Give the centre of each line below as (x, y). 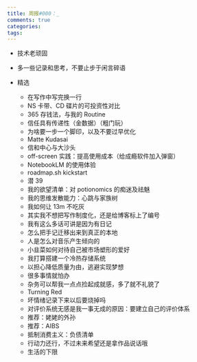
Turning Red (45, 292)
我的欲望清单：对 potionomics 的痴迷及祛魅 (89, 190)
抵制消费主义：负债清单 (60, 334)
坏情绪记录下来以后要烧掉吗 (67, 300)
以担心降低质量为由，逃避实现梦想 (76, 267)
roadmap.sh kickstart (57, 172)
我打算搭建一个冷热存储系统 (67, 259)
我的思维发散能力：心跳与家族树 (72, 198)
